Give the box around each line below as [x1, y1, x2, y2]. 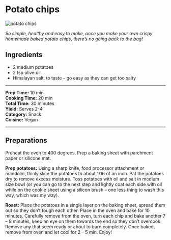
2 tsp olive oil [12, 69, 41, 75]
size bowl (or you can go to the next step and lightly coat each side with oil [5, 181, 162, 187]
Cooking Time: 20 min [5, 95, 53, 101]
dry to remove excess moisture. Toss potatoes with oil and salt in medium [5, 176, 159, 182]
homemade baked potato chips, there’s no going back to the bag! [5, 36, 144, 42]
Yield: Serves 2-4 [5, 105, 43, 112]
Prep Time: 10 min [5, 89, 44, 95]
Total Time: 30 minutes [5, 100, 54, 106]
